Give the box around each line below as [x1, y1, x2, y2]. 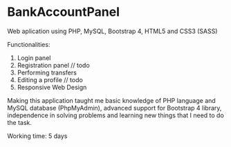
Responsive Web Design [17, 83, 87, 91]
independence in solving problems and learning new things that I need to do [7, 111, 225, 119]
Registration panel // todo [17, 61, 90, 69]
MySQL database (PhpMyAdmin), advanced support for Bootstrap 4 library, [7, 104, 222, 112]
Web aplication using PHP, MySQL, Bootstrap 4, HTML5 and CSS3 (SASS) [7, 27, 218, 35]
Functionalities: [7, 40, 50, 48]
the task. [7, 118, 33, 126]
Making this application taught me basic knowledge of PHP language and [7, 96, 216, 104]
